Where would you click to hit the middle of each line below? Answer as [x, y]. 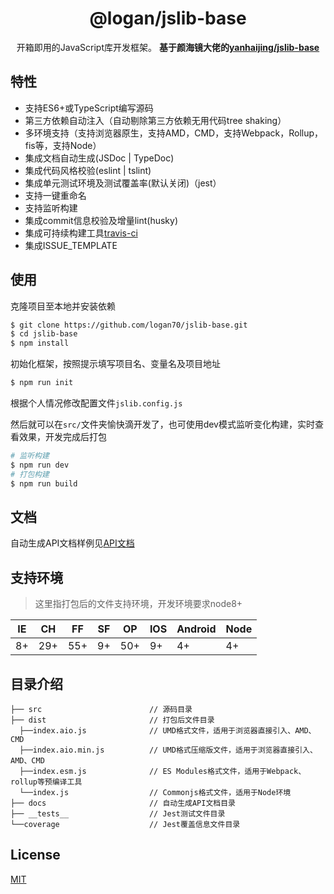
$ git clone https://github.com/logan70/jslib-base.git [129, 325]
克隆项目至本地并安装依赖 [63, 306]
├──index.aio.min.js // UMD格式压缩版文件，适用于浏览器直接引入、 [168, 750]
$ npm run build [44, 483]
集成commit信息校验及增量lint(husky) [101, 220]
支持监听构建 [51, 208]
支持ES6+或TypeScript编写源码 [89, 108]
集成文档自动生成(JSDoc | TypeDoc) [99, 158]
